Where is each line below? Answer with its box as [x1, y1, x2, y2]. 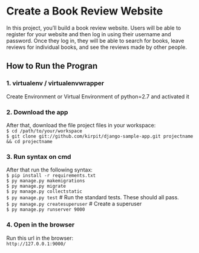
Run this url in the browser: [6, 234, 74, 242]
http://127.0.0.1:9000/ [6, 240, 67, 247]
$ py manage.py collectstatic [6, 188, 83, 194]
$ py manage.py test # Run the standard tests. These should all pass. [6, 194, 180, 201]
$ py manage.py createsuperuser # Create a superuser [6, 200, 142, 208]
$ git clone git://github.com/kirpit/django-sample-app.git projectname [6, 133, 194, 139]
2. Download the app [6, 107, 68, 116]
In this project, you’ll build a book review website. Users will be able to [6, 24, 181, 31]
